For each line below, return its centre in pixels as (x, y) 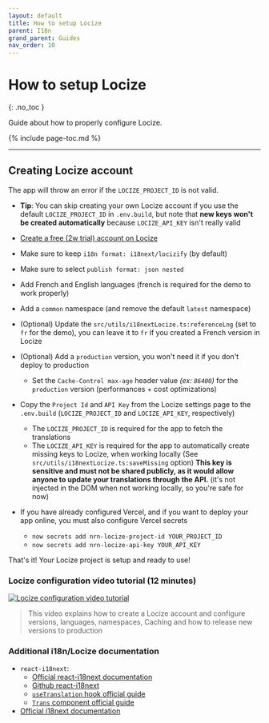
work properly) (44, 293)
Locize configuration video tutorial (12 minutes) (102, 581)
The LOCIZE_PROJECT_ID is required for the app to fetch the (127, 428)
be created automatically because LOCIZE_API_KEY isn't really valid (130, 222)
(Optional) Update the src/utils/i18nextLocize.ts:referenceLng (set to (138, 324)
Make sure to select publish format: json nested (102, 269)
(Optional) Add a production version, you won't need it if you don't (129, 356)
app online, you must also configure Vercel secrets (104, 520)
